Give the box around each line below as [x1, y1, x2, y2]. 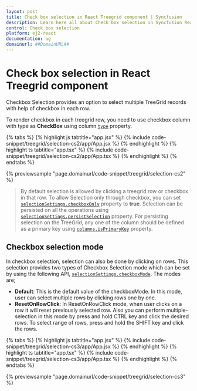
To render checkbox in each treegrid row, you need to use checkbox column [6, 116, 191, 123]
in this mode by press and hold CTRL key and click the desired [38, 312, 189, 320]
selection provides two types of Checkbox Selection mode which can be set [6, 264, 190, 271]
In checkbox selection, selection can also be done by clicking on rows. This [6, 258, 189, 265]
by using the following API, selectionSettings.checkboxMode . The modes [6, 270, 181, 277]
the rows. [14, 325, 38, 332]
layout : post [6, 8, 38, 15]
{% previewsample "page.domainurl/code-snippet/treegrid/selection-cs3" [6, 373, 186, 380]
